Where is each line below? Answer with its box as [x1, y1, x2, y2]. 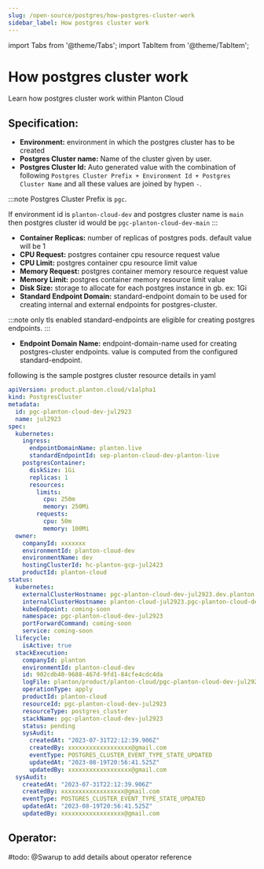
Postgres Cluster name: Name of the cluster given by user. [19, 154, 212, 163]
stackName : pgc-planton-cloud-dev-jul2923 [22, 714, 163, 723]
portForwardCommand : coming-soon [22, 620, 132, 628]
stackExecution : [15, 649, 68, 657]
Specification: [8, 116, 79, 130]
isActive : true [22, 641, 72, 649]
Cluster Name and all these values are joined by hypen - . [19, 179, 202, 189]
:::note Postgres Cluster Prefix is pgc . [8, 194, 127, 204]
